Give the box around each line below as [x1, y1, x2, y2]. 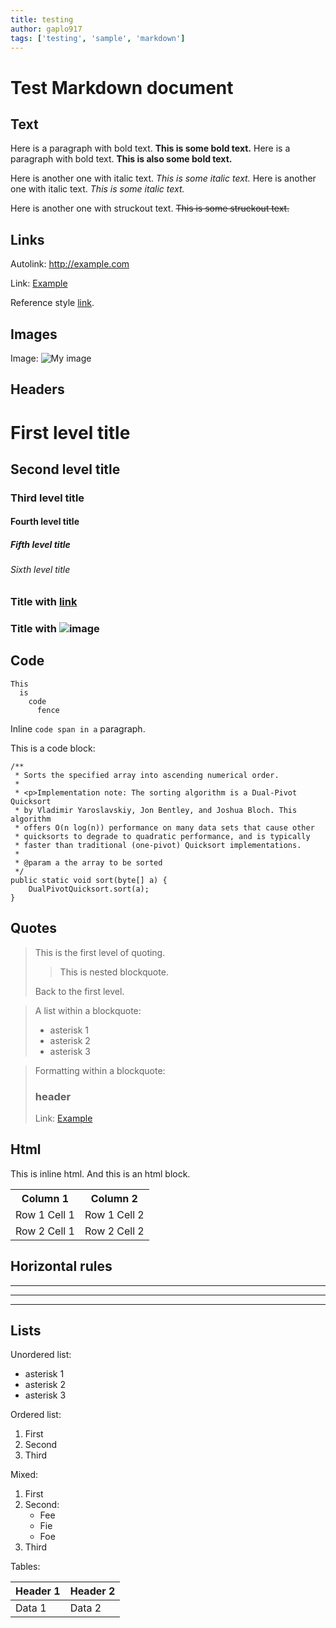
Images [10, 326, 58, 343]
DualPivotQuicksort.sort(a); [28, 884, 150, 894]
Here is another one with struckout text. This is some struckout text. [10, 202, 290, 215]
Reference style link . [10, 297, 95, 309]
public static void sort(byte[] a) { [10, 875, 168, 885]
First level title [10, 421, 131, 444]
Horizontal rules [10, 1258, 113, 1275]
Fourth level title [10, 516, 80, 528]
